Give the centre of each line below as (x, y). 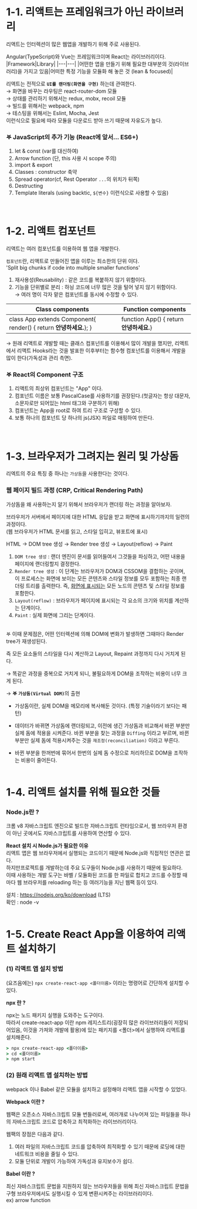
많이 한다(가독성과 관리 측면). (39, 358)
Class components (62, 309)
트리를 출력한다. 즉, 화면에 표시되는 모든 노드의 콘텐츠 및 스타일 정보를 (105, 585)
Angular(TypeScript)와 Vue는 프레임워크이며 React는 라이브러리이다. (86, 56)
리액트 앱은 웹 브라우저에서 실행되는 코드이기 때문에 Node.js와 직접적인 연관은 (95, 853)
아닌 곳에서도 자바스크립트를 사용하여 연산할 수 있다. (72, 833)
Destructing (29, 186)
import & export (33, 165)
